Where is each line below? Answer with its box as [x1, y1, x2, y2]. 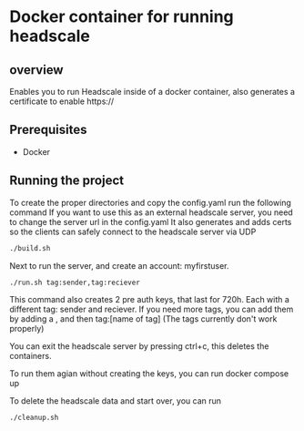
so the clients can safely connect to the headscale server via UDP [9, 226, 257, 237]
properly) [9, 323, 45, 334]
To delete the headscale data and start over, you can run [9, 395, 221, 406]
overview [9, 62, 64, 77]
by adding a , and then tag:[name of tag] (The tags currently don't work [9, 313, 278, 324]
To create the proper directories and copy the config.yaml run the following [9, 197, 291, 208]
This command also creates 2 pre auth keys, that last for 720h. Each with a [9, 294, 289, 305]
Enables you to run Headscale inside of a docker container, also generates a [9, 87, 296, 97]
